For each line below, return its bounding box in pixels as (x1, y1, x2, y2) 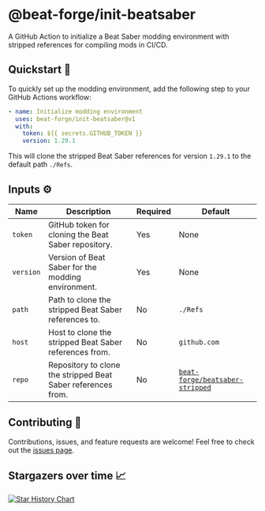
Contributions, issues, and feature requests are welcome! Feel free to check (8, 437, 255, 446)
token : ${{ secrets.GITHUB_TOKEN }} (22, 130, 144, 137)
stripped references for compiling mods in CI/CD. (8, 39, 168, 49)
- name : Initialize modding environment (8, 107, 144, 115)
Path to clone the (48, 294, 112, 305)
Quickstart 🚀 (8, 63, 71, 77)
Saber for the (48, 261, 97, 272)
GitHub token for (48, 219, 110, 230)
